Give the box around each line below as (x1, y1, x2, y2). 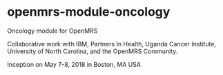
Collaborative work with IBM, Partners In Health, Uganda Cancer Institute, (7, 40, 216, 48)
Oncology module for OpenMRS (7, 27, 98, 35)
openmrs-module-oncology (7, 4, 171, 20)
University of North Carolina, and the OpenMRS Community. (7, 47, 178, 55)
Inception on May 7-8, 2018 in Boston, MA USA (7, 60, 142, 68)
